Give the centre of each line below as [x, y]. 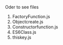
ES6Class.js [24, 32]
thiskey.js [22, 37]
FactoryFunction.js [31, 16]
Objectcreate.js [28, 22]
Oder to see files [22, 7]
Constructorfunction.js [35, 27]
